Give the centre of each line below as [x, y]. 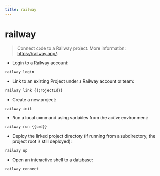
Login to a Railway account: [40, 63]
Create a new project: [34, 99]
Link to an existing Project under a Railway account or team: [73, 81]
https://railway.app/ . [38, 53]
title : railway [21, 10]
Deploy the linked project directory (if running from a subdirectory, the [84, 136]
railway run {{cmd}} [26, 127]
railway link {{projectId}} [34, 90]
